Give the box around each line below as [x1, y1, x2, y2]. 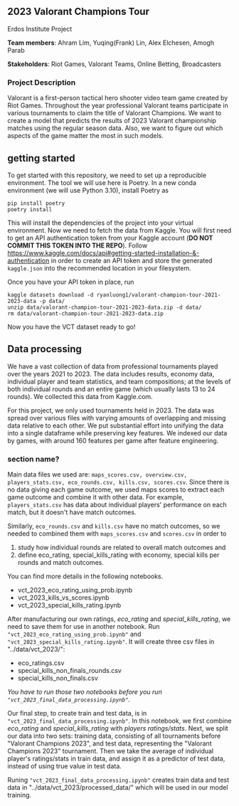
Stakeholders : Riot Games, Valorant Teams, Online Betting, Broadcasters [7, 60, 222, 68]
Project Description [7, 78, 76, 88]
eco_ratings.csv [17, 659, 65, 667]
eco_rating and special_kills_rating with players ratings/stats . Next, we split [7, 724, 229, 733]
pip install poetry [7, 199, 65, 207]
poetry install [7, 206, 53, 213]
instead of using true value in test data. [7, 762, 122, 770]
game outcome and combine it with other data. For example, [7, 493, 184, 502]
